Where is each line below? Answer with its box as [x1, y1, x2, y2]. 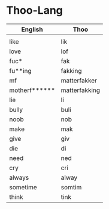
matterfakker [60, 76, 98, 84]
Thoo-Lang [6, 4, 63, 17]
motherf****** [9, 86, 56, 94]
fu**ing [9, 66, 32, 75]
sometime [9, 183, 37, 191]
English [21, 25, 43, 33]
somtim [60, 183, 82, 191]
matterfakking [60, 86, 101, 94]
